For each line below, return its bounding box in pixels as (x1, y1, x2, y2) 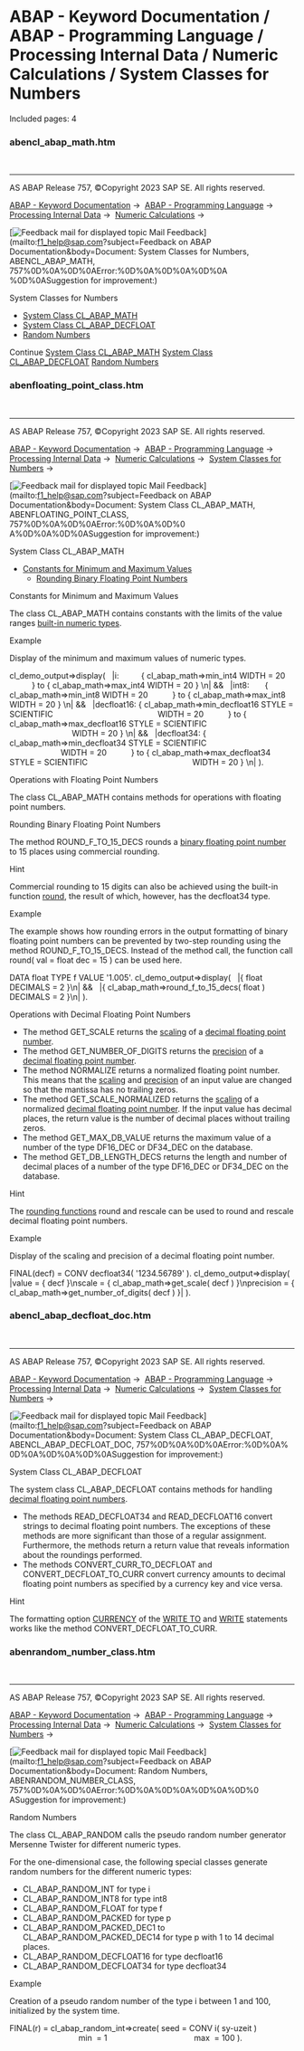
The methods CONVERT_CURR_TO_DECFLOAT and (22, 1559, 213, 1570)
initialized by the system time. (9, 2006, 120, 2017)
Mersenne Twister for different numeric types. (9, 1839, 181, 1850)
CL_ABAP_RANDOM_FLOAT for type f (22, 1903, 163, 1914)
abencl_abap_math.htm (9, 136, 116, 148)
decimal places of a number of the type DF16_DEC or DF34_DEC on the (22, 1161, 290, 1172)
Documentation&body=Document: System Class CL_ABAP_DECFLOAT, (9, 1429, 273, 1440)
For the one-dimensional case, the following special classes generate (9, 1856, 269, 1867)
